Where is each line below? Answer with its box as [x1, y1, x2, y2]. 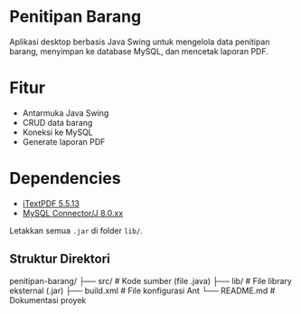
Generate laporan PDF [22, 136, 106, 147]
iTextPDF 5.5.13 [22, 197, 80, 209]
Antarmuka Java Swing [22, 107, 109, 119]
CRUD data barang [22, 117, 93, 128]
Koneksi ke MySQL [22, 127, 93, 138]
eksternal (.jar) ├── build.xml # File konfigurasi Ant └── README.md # [9, 285, 276, 296]
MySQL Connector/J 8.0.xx [22, 207, 124, 218]
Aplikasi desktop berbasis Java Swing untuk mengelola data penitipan [9, 36, 270, 47]
